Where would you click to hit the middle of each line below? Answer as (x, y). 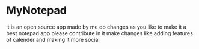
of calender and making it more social (53, 39)
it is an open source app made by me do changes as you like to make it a (96, 27)
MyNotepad (37, 10)
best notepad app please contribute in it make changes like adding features (100, 33)
